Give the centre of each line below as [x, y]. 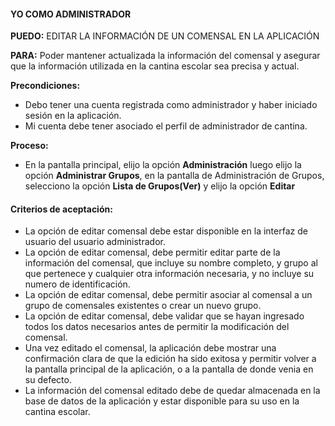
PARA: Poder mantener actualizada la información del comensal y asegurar [165, 56]
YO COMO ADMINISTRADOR [71, 14]
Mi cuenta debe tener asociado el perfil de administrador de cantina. [166, 126]
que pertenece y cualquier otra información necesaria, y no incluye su [169, 274]
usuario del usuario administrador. [95, 242]
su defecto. [48, 380]
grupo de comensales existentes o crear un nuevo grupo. [143, 306]
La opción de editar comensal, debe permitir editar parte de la [152, 252]
